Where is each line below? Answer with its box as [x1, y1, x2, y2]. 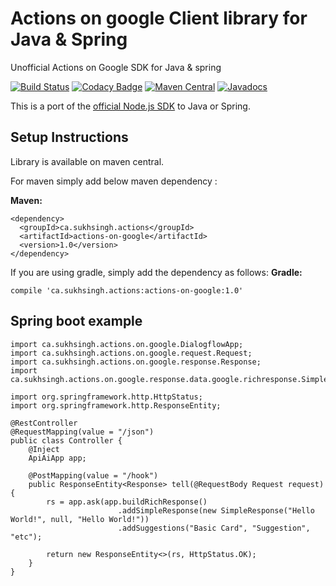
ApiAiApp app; [28, 453, 87, 463]
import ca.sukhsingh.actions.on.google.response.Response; [10, 357, 262, 367]
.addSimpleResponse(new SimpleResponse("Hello [117, 505, 315, 516]
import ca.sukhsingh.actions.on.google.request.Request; [10, 348, 253, 358]
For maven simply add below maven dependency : [10, 175, 218, 187]
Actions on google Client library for [10, 7, 308, 30]
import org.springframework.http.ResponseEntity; [10, 400, 222, 411]
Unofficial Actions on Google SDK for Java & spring [10, 61, 222, 73]
